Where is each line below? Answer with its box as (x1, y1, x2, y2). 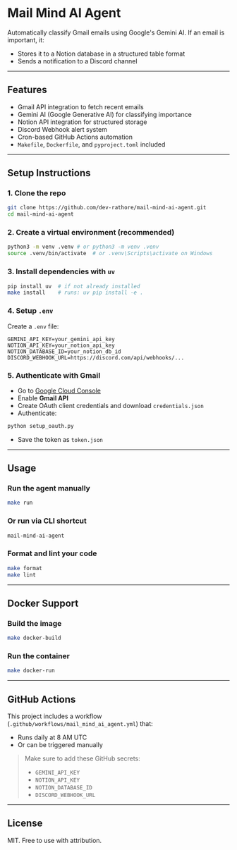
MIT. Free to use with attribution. (7, 836, 102, 844)
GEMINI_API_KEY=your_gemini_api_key (7, 335, 115, 343)
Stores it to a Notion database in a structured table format (17, 49, 186, 58)
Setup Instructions (7, 167, 91, 179)
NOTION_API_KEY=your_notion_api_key (7, 342, 115, 349)
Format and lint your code (7, 548, 97, 558)
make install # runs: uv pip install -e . (7, 289, 143, 297)
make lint (7, 571, 37, 579)
